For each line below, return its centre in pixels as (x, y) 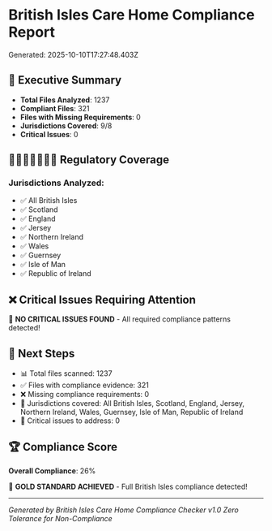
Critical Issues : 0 (49, 134)
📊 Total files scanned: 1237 (66, 373)
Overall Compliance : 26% (52, 471)
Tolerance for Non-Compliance (61, 518)
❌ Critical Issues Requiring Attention (102, 299)
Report (32, 32)
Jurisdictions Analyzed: (57, 183)
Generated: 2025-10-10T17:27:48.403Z (74, 54)
